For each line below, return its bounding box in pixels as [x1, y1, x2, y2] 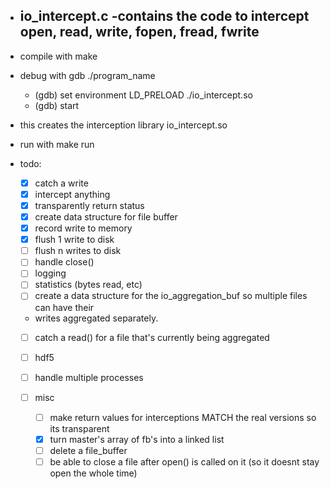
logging [34, 267, 67, 279]
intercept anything [34, 188, 111, 200]
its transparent [49, 422, 110, 434]
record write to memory [34, 222, 133, 234]
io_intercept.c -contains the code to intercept [19, 8, 310, 25]
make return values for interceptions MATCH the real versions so [49, 411, 317, 423]
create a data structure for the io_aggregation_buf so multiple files [34, 290, 308, 302]
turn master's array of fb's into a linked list [49, 433, 225, 445]
